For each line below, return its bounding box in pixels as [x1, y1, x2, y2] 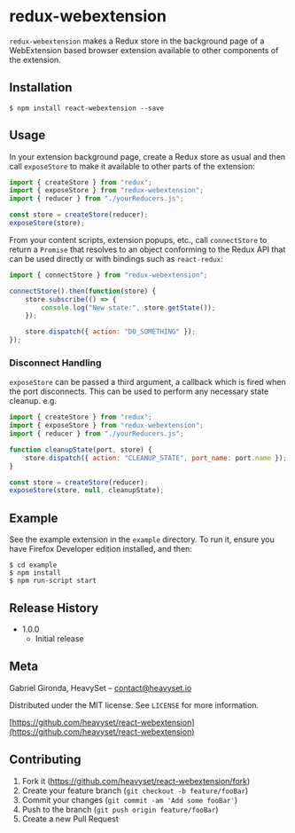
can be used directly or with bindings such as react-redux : [9, 253, 223, 263]
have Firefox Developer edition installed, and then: [9, 544, 193, 554]
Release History [9, 601, 99, 616]
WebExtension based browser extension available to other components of [9, 44, 279, 55]
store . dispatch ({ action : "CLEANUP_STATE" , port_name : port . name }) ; [25, 453, 288, 462]
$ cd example [9, 561, 58, 570]
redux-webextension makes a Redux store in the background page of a [9, 35, 265, 46]
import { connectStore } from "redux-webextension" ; [9, 271, 208, 279]
